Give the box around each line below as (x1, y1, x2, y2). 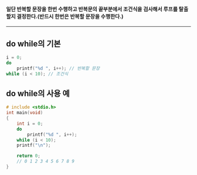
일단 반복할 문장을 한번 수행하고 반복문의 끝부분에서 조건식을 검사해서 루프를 (6, 5, 178, 12)
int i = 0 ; (16, 121, 43, 126)
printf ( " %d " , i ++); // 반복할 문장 (16, 65, 100, 71)
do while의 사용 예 (6, 88, 70, 98)
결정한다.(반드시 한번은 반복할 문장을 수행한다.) (16, 12, 124, 20)
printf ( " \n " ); (16, 142, 51, 149)
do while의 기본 (6, 39, 61, 49)
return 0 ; (16, 153, 41, 159)
